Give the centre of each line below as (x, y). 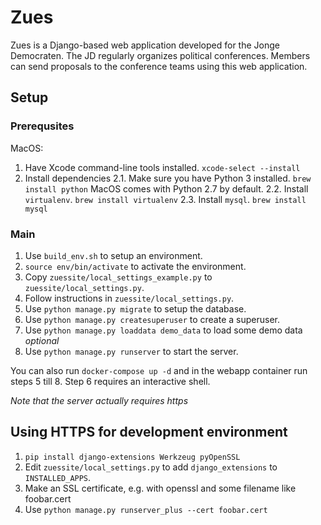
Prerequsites (42, 126)
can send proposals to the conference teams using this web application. (159, 66)
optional (42, 340)
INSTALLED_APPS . (58, 477)
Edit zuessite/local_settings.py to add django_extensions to (151, 467)
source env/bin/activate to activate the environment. (135, 266)
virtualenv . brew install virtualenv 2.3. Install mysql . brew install (165, 199)
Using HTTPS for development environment (149, 432)
